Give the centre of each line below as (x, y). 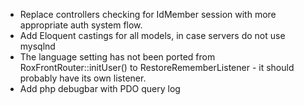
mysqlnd (37, 46)
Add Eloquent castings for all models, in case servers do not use (152, 35)
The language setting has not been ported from (117, 57)
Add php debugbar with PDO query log (100, 88)
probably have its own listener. (83, 78)
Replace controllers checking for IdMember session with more (148, 14)
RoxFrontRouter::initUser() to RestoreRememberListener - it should (157, 67)
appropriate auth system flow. (81, 25)
